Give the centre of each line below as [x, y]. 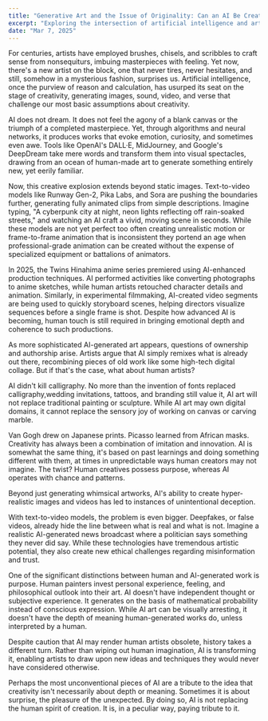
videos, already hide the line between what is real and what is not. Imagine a [134, 526]
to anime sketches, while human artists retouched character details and [126, 287]
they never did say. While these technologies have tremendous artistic [124, 543]
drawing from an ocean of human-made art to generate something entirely [131, 162]
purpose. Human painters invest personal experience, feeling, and [117, 584]
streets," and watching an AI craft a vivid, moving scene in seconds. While [130, 220]
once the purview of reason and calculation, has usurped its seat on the [126, 87]
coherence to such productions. [61, 330]
